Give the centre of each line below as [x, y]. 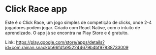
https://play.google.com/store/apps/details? [60, 42]
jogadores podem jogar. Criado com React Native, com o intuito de [73, 27]
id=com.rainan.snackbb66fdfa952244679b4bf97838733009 [67, 47]
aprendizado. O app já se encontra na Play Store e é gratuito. [67, 33]
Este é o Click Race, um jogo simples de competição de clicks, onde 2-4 [78, 22]
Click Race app [36, 9]
